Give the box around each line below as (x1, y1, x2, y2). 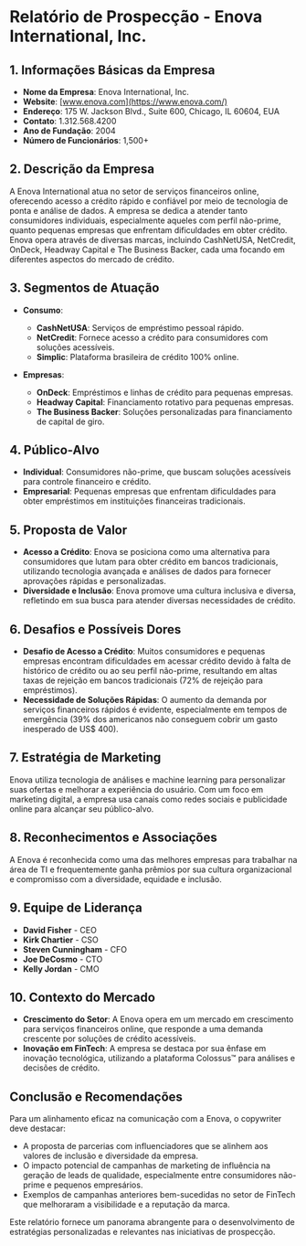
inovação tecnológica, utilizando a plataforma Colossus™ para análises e (22, 1053, 296, 1064)
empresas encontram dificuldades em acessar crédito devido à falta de (22, 655, 291, 666)
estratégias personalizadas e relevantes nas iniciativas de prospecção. (9, 1227, 276, 1238)
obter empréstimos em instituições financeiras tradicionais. (22, 495, 247, 506)
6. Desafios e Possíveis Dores (9, 622, 182, 637)
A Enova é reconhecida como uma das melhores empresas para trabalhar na (9, 854, 298, 865)
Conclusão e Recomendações (9, 1089, 183, 1104)
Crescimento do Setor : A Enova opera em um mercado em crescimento (22, 1014, 294, 1025)
